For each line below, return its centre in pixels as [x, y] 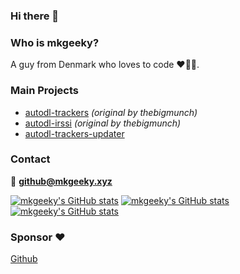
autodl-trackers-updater [74, 133]
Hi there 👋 [35, 16]
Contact [30, 159]
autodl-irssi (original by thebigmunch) [103, 123]
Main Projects [44, 91]
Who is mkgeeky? [55, 42]
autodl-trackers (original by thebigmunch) [111, 112]
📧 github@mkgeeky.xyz [61, 181]
